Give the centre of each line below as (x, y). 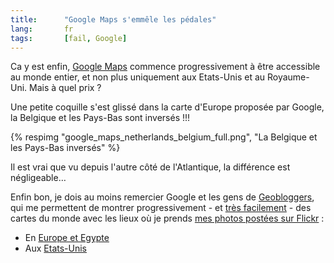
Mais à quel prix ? (65, 88)
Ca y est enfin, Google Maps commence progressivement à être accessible (165, 67)
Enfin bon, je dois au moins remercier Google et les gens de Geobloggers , (162, 197)
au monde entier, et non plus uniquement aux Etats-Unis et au (138, 77)
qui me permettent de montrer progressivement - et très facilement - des (161, 208)
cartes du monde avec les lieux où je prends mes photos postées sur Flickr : (167, 218)
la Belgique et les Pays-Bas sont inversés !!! (100, 118)
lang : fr (42, 29)
